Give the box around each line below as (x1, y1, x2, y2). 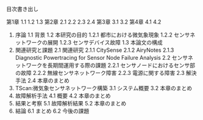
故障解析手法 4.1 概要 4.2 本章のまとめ (15, 92, 111, 99)
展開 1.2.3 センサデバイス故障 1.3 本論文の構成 (47, 39, 163, 46)
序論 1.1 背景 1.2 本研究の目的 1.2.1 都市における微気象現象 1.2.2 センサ (15, 31, 190, 38)
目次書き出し (6, 5, 38, 12)
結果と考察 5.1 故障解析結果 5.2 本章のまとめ (15, 100, 127, 107)
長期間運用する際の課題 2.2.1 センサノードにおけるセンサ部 (47, 62, 196, 69)
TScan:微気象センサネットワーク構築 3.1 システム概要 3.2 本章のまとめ (15, 85, 193, 91)
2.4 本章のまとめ (27, 77, 70, 84)
